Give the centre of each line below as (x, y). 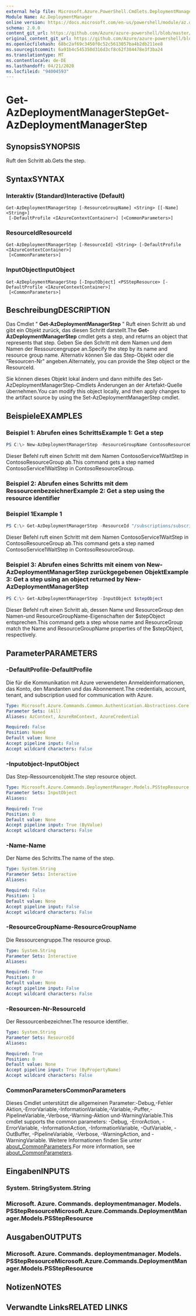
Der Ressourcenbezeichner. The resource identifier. (67, 1022)
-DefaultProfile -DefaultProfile (49, 670)
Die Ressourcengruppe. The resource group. (59, 940)
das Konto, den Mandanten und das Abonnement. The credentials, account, (96, 688)
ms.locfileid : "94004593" (37, 71)
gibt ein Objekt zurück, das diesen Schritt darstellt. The (71, 330)
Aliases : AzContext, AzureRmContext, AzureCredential (73, 716)
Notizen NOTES (34, 1287)
